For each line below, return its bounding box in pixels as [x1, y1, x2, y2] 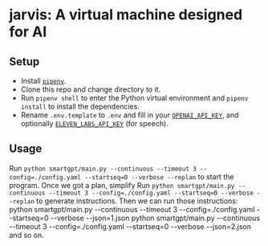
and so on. [9, 230, 45, 240]
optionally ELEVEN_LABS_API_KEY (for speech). [20, 119, 169, 128]
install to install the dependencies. [20, 102, 140, 111]
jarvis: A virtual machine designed [9, 6, 243, 24]
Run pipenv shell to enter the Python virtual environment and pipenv [20, 93, 249, 102]
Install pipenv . [20, 76, 67, 85]
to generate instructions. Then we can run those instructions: [36, 195, 238, 206]
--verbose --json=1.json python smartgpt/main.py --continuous [50, 213, 260, 223]
